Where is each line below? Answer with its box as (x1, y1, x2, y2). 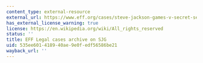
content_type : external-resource (6, 8, 91, 15)
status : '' (6, 31, 34, 37)
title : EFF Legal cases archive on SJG (6, 37, 107, 43)
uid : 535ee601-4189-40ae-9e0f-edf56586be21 (6, 43, 118, 49)
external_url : (6, 14, 42, 20)
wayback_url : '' (6, 48, 47, 54)
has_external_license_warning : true (6, 20, 98, 26)
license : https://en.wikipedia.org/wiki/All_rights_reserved (6, 25, 164, 32)
